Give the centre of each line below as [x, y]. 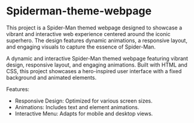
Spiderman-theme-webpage [79, 11]
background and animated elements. [51, 77]
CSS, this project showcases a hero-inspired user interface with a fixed [94, 71]
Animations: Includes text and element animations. [77, 107]
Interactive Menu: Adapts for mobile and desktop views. [84, 113]
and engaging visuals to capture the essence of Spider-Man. [81, 47]
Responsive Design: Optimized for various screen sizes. [84, 101]
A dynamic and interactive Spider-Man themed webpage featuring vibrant [97, 58]
